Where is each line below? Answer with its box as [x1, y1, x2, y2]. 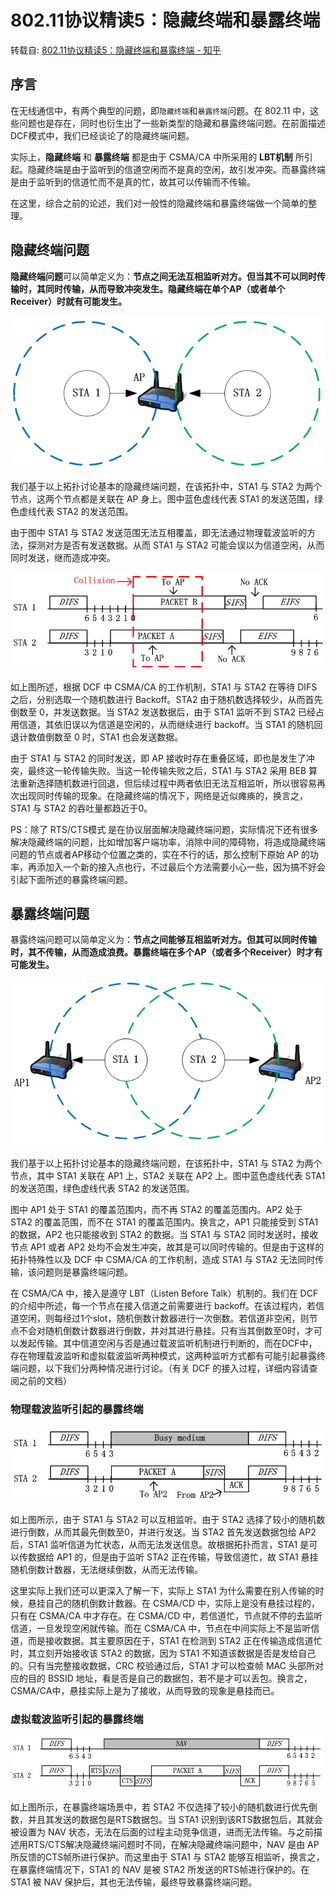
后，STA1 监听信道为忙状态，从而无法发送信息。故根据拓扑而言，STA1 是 [10, 1538, 310, 1550]
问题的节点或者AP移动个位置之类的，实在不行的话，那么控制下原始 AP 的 [10, 848, 311, 860]
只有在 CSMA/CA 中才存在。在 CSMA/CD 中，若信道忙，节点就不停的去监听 [10, 1609, 323, 1621]
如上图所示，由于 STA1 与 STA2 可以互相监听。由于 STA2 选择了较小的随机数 [10, 1513, 326, 1525]
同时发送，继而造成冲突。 [10, 551, 116, 563]
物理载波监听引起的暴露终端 [10, 1402, 144, 1416]
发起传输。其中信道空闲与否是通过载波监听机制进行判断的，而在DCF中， [18, 1337, 318, 1350]
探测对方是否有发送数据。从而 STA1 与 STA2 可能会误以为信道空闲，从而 [27, 539, 325, 551]
